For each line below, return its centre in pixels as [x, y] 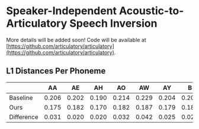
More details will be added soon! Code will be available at [76, 40]
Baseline [21, 98]
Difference [24, 117]
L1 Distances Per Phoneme [56, 71]
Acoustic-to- [151, 11]
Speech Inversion [113, 23]
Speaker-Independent [62, 11]
